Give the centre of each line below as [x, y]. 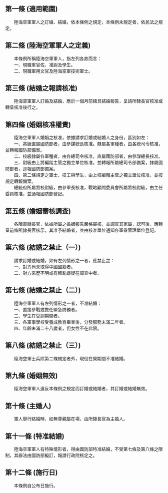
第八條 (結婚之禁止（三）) [43, 345]
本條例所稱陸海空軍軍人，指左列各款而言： [57, 58]
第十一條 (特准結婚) [35, 436]
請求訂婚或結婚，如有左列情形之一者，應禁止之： [64, 260]
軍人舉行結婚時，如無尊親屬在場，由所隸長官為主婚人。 [71, 419]
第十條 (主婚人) [28, 406]
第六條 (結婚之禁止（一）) [43, 247]
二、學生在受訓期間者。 [38, 316]
